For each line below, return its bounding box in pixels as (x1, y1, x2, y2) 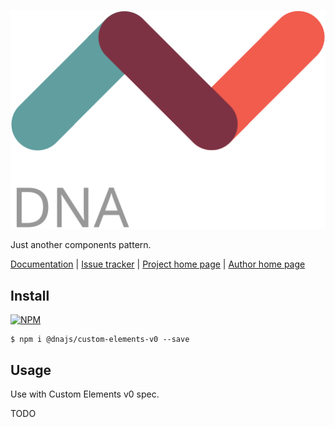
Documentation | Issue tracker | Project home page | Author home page (10, 258, 306, 270)
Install (10, 287, 50, 304)
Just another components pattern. (10, 239, 152, 251)
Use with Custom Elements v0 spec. (10, 388, 160, 400)
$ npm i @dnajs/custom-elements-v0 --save (10, 335, 190, 345)
